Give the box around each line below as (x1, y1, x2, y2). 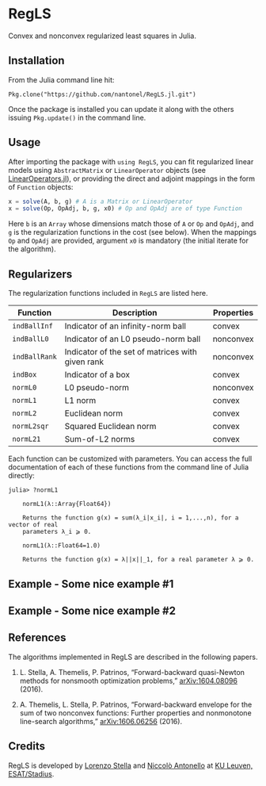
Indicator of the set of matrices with (64, 347, 198, 358)
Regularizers (8, 267, 73, 281)
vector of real (8, 521, 59, 529)
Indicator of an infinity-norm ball (64, 320, 186, 332)
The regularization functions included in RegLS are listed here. (8, 289, 208, 298)
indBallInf (12, 322, 53, 331)
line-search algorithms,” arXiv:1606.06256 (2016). (19, 716, 183, 726)
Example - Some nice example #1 (8, 577, 174, 591)
